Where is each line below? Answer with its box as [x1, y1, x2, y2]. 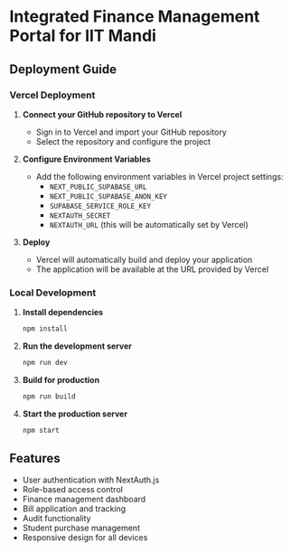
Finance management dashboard [22, 494, 146, 505]
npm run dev [22, 359, 68, 368]
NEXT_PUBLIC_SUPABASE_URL [49, 182, 147, 192]
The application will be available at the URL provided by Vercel [35, 264, 269, 275]
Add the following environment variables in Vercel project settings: [35, 171, 284, 182]
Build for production [22, 374, 100, 385]
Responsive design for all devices [22, 532, 148, 543]
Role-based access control [22, 484, 124, 495]
